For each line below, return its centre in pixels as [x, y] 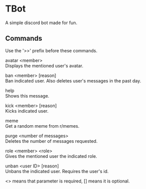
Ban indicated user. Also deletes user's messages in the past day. [73, 80]
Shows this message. [27, 96]
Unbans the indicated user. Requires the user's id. [57, 171]
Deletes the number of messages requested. [51, 141]
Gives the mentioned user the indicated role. [51, 156]
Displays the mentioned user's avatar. [44, 65]
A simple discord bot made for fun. [41, 23]
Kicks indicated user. [27, 111]
